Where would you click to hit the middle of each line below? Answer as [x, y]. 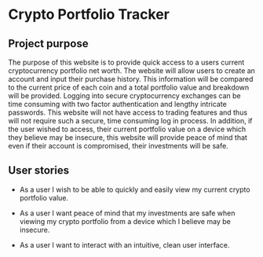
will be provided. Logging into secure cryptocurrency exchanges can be [124, 95]
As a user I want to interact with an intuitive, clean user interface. [124, 244]
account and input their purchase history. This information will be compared [131, 79]
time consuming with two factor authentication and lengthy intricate [118, 104]
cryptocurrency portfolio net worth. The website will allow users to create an [131, 71]
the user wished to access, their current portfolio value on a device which [127, 129]
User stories [38, 171]
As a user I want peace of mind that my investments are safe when [127, 213]
